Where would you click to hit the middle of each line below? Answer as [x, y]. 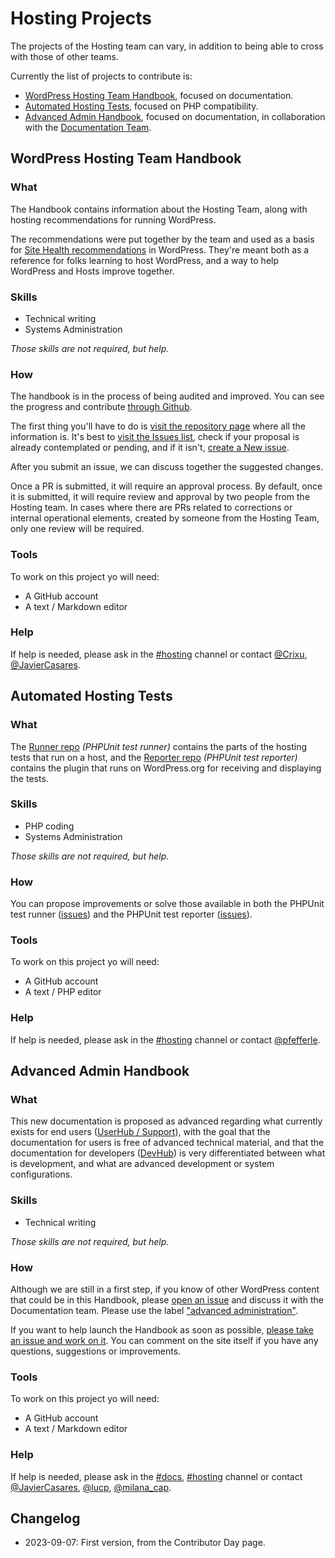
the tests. [29, 778]
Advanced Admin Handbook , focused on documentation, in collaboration [175, 116]
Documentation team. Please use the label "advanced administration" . [154, 1310]
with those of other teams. [64, 56]
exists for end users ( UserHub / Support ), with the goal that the [140, 1132]
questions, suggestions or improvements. [96, 1351]
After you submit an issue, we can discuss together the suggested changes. [167, 467]
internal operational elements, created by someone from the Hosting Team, [165, 518]
